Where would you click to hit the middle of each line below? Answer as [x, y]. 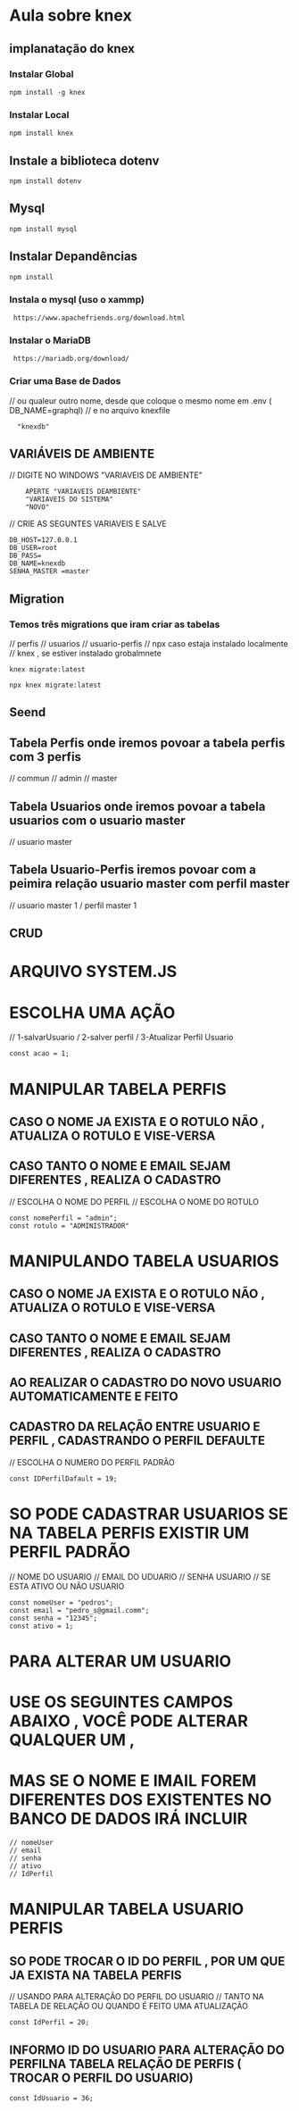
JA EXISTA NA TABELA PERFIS [96, 1975]
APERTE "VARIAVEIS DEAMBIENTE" [83, 492]
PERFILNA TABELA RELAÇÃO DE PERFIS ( [125, 2064]
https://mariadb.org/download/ [71, 359]
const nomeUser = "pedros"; [62, 1602]
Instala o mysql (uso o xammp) [77, 299]
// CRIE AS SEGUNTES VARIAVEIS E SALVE [88, 524]
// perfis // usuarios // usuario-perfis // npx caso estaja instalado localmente [149, 643]
